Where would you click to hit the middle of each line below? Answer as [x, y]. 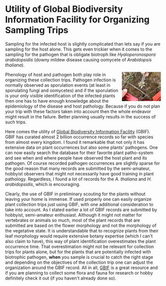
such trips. [16, 122]
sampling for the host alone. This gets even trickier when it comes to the [79, 49]
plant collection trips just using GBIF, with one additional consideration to [79, 204]
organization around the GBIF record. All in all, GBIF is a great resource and [82, 267]
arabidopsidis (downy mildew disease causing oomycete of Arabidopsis [79, 59]
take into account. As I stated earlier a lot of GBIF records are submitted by [81, 210]
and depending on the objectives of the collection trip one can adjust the [79, 262]
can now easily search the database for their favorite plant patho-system [79, 153]
